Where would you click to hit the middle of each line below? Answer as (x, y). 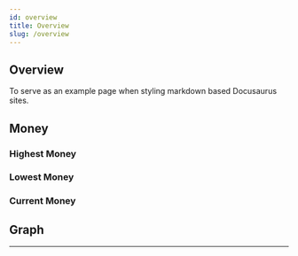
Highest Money (43, 153)
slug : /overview (39, 34)
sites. (19, 101)
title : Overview (39, 26)
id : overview (33, 17)
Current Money (43, 201)
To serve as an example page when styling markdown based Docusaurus (143, 91)
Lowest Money (42, 177)
